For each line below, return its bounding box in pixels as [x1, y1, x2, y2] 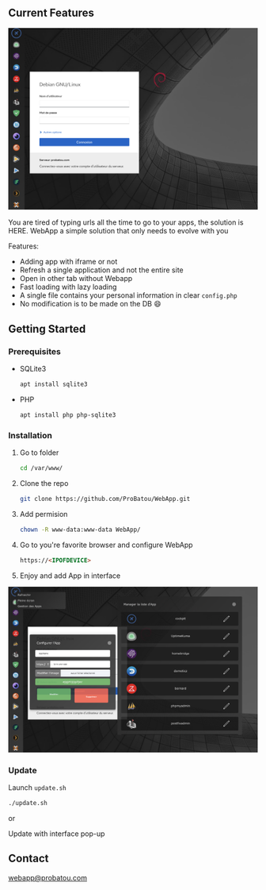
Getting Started [8, 322, 86, 336]
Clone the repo [19, 479, 69, 488]
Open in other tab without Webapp [19, 274, 133, 283]
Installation [8, 430, 53, 441]
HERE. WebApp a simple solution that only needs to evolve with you [8, 226, 229, 236]
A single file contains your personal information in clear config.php [19, 291, 237, 300]
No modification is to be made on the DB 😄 [19, 299, 161, 309]
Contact [8, 852, 49, 865]
